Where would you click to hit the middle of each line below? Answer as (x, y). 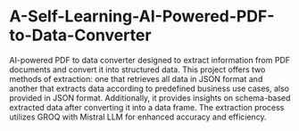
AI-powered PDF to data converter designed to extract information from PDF (150, 60)
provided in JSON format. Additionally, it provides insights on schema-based (150, 98)
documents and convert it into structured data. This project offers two (137, 70)
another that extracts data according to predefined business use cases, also (149, 88)
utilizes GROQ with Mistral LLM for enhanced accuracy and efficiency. (138, 117)
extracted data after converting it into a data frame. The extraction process (147, 107)
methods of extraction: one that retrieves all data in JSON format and (136, 78)
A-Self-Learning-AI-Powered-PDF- (142, 16)
